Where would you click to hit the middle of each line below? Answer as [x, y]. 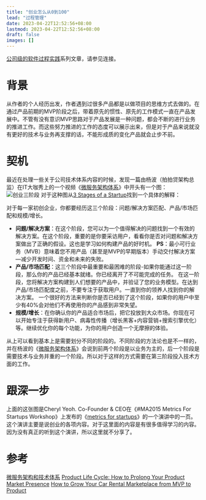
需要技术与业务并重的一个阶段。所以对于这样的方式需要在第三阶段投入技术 [100, 356]
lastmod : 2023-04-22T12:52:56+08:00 [53, 29]
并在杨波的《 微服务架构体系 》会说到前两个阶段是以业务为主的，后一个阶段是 [103, 348]
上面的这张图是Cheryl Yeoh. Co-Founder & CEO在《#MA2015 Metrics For [99, 409]
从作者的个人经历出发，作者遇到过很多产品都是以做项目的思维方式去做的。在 [103, 103]
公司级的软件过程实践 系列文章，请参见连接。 [63, 58]
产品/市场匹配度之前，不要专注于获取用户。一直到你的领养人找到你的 [102, 289]
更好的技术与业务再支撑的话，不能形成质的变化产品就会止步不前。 [95, 134]
